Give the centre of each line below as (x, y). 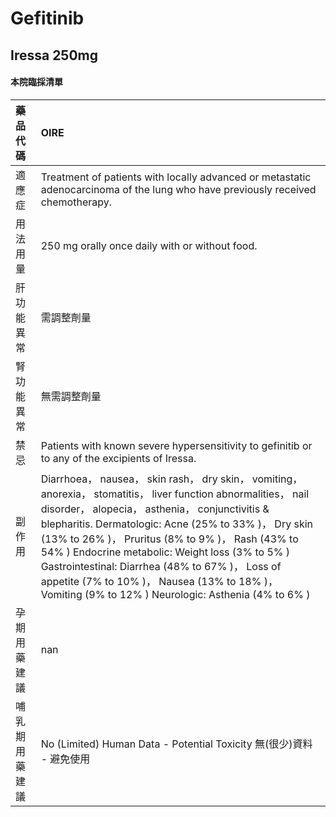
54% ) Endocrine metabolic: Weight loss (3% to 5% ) (165, 552)
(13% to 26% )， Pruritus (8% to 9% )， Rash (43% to (169, 539)
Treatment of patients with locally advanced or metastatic (176, 177)
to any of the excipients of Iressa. (118, 458)
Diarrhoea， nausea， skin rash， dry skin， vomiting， (171, 479)
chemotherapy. (76, 202)
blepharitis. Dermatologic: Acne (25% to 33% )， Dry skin (177, 524)
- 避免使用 (65, 759)
